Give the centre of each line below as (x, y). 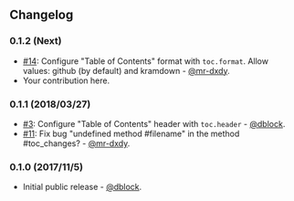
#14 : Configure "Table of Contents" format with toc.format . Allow (146, 61)
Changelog (42, 15)
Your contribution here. (66, 80)
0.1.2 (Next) (36, 41)
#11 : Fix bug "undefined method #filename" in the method (131, 133)
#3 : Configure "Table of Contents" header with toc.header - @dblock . (154, 123)
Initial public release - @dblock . (82, 187)
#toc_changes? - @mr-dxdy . (76, 143)
